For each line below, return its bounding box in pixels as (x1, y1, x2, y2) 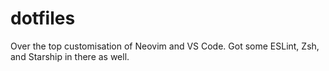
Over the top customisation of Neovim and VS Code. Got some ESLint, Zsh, (10, 40, 320, 52)
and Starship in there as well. (10, 50, 130, 62)
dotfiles (10, 7, 76, 30)
